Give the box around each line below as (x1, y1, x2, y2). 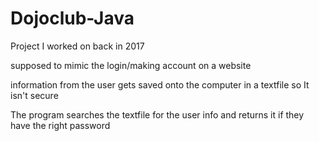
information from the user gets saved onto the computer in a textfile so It (10, 78, 310, 91)
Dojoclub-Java (10, 7, 135, 30)
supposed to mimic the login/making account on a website (10, 59, 252, 71)
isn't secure (10, 89, 59, 101)
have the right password (10, 119, 111, 131)
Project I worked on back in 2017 (10, 40, 145, 52)
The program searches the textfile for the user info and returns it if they (10, 108, 305, 121)
